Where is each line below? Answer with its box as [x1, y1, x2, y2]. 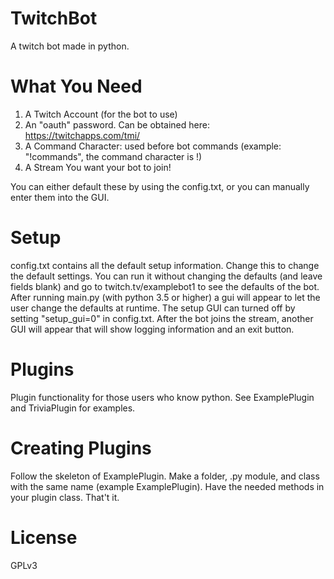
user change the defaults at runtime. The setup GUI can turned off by [10, 302, 296, 314]
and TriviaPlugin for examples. [10, 402, 136, 414]
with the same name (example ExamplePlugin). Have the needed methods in [10, 480, 325, 492]
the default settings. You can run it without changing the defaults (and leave [10, 270, 323, 282]
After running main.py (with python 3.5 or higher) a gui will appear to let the [10, 291, 321, 303]
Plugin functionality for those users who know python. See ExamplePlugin [10, 391, 315, 403]
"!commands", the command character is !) [24, 150, 203, 162]
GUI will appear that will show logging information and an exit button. [10, 323, 295, 335]
